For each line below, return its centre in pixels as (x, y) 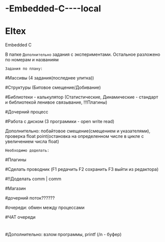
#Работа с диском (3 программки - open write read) (60, 121)
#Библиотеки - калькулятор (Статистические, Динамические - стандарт (82, 97)
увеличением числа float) (32, 142)
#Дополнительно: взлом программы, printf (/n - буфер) (63, 235)
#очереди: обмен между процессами (45, 207)
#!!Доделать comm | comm (33, 179)
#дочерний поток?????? (30, 198)
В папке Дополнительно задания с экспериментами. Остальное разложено (83, 54)
